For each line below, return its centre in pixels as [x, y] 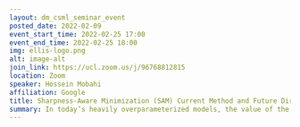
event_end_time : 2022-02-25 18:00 [74, 42]
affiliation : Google [48, 92]
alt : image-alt [37, 59]
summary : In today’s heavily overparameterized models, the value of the [150, 109]
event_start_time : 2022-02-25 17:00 [77, 34]
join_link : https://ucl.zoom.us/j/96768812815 [97, 68]
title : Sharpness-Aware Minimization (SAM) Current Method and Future [143, 101]
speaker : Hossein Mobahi [55, 84]
